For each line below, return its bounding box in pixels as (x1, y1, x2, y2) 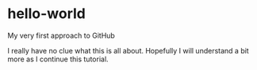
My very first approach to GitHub (7, 31, 116, 40)
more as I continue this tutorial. (7, 54, 109, 64)
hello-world (7, 5, 86, 23)
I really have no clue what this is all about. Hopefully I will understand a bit (7, 46, 249, 55)
